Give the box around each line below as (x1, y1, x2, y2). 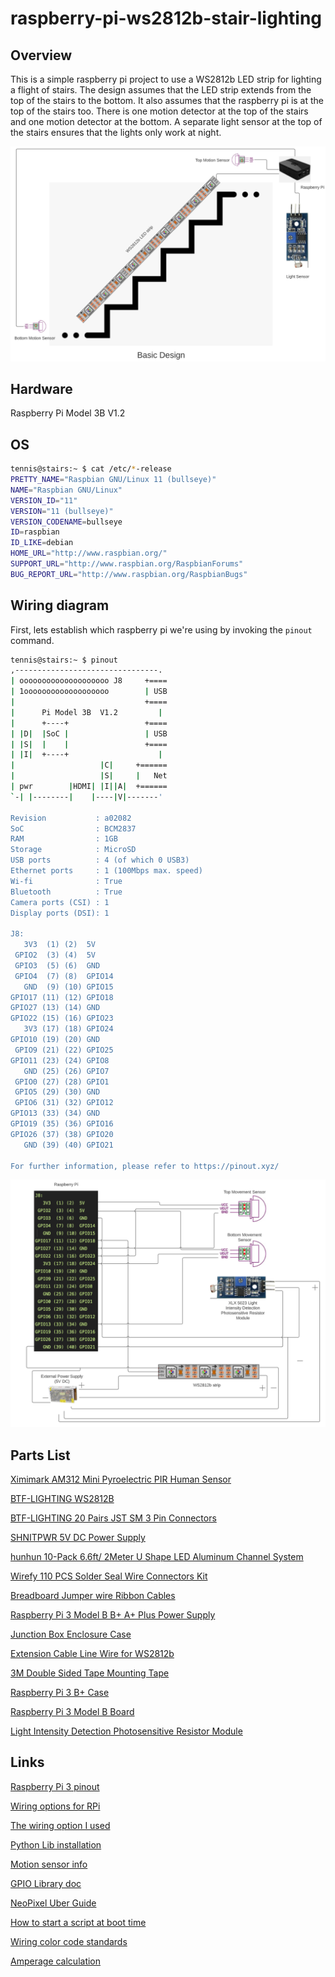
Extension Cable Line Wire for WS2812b (10, 1648, 175, 1660)
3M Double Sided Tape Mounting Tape (10, 1667, 170, 1679)
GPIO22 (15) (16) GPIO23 (10, 1013, 114, 1024)
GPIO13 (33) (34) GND (10, 1108, 101, 1119)
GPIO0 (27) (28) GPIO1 (14, 1077, 110, 1087)
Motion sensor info (10, 1858, 88, 1870)
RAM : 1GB (10, 834, 118, 844)
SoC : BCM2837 (10, 823, 137, 834)
